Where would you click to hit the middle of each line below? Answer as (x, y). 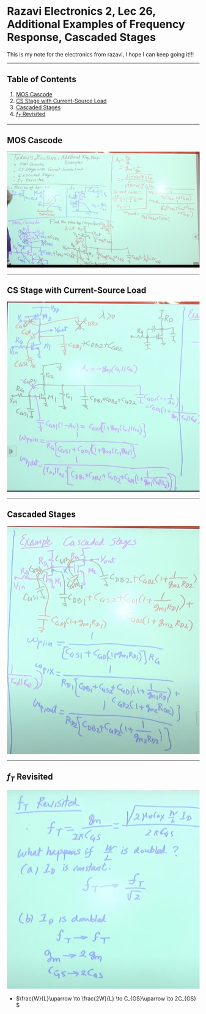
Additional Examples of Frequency (96, 24)
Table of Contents (42, 79)
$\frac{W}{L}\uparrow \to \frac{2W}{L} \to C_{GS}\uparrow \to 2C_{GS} (106, 998)
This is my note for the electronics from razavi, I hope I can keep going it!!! (101, 54)
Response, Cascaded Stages (82, 37)
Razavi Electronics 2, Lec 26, (81, 11)
